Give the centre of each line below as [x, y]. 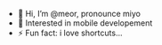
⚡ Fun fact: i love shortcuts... [70, 33]
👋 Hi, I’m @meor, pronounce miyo [79, 14]
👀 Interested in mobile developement [85, 23]
